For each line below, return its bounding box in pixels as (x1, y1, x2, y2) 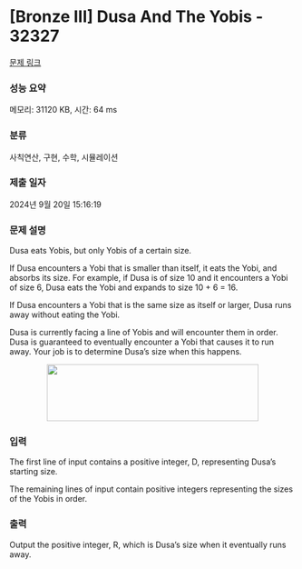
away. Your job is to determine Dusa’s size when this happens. (9, 346, 242, 357)
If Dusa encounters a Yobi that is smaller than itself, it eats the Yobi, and (9, 263, 278, 274)
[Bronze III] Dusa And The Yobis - (9, 6, 264, 27)
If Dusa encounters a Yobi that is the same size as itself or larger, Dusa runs (9, 300, 292, 311)
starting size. (9, 466, 58, 477)
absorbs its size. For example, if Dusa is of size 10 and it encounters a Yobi (9, 273, 288, 284)
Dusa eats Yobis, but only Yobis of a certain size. (9, 245, 192, 256)
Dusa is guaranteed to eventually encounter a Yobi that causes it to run (9, 336, 275, 347)
